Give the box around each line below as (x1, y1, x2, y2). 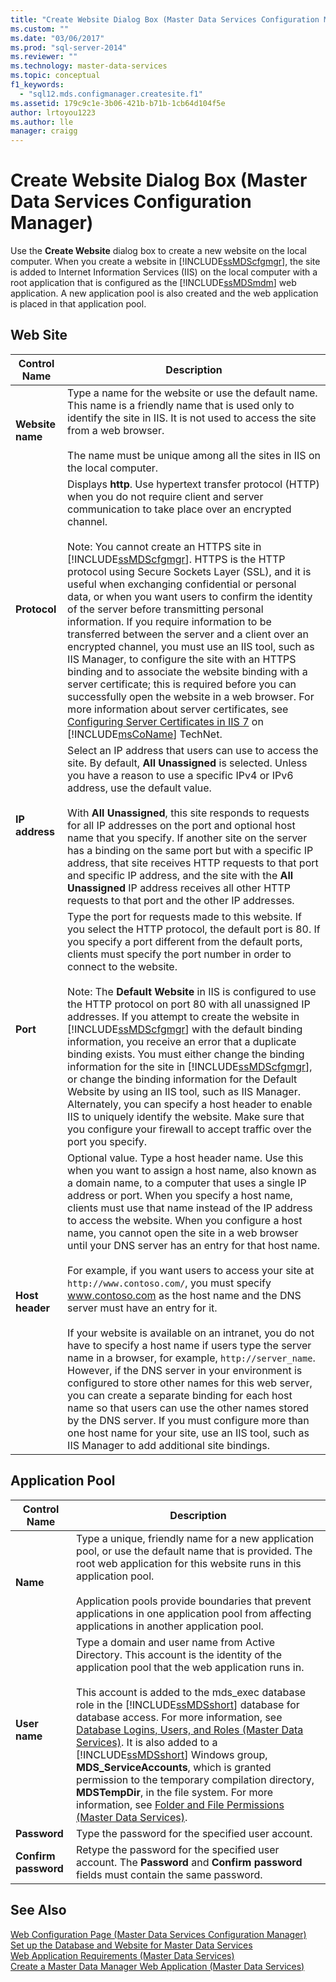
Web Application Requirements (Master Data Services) (10, 1949, 235, 1961)
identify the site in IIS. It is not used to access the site (67, 411, 317, 425)
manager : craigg (10, 126, 78, 136)
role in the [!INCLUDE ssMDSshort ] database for (76, 1697, 300, 1711)
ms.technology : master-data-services (10, 61, 168, 71)
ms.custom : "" (10, 24, 70, 34)
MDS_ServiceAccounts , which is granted (76, 1760, 272, 1774)
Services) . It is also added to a (76, 1735, 218, 1749)
